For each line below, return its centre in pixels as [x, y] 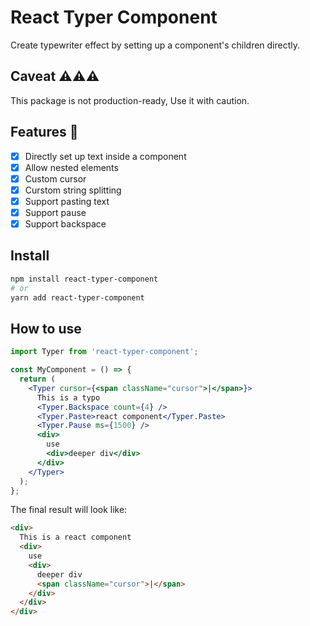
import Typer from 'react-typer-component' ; [104, 352]
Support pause [55, 212]
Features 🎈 [44, 132]
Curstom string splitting [73, 190]
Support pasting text [67, 201]
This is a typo [68, 397]
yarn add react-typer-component [77, 297]
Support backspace [65, 223]
